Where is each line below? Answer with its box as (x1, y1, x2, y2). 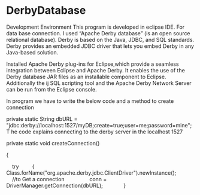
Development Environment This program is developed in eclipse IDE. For (6, 23, 185, 31)
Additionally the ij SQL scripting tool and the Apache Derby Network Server (6, 79, 192, 87)
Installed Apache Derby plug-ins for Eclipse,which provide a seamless (6, 60, 179, 68)
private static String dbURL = (6, 115, 78, 123)
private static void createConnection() (6, 139, 100, 147)
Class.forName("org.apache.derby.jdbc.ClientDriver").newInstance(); (6, 169, 177, 176)
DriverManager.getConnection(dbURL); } (6, 182, 126, 189)
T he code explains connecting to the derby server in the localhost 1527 (6, 128, 183, 135)
